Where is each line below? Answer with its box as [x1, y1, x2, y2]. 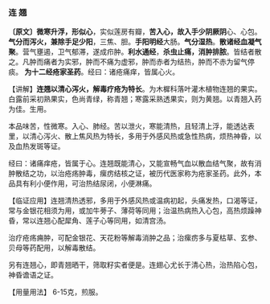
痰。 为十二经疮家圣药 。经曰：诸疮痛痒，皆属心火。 [8, 67, 179, 77]
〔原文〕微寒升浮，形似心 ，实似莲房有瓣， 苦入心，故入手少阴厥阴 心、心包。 [8, 27, 262, 37]
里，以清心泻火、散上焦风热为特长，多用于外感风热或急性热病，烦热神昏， [8, 131, 255, 142]
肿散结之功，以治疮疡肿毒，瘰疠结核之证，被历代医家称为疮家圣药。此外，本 [8, 169, 262, 179]
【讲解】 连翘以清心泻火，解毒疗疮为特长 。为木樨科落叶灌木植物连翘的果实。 [8, 84, 262, 94]
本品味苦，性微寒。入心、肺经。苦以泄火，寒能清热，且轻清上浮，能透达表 [8, 121, 255, 131]
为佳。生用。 [8, 105, 51, 114]
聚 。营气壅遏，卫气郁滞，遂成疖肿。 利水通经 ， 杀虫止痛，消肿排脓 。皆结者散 [8, 47, 262, 57]
